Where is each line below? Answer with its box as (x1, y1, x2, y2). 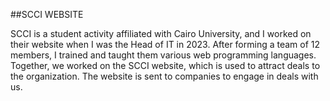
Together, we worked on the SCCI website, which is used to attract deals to (10, 60, 321, 71)
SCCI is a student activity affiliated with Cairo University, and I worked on (10, 28, 312, 39)
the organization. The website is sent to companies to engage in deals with (10, 70, 319, 82)
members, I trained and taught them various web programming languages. (10, 49, 317, 61)
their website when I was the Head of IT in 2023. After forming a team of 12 (10, 39, 321, 50)
